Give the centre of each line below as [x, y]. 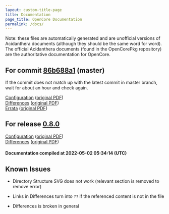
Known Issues [28, 169]
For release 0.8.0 [33, 124]
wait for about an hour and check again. [47, 88]
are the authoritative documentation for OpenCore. [58, 55]
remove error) [27, 187]
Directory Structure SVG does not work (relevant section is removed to [86, 181]
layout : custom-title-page [34, 10]
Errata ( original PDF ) [26, 109]
